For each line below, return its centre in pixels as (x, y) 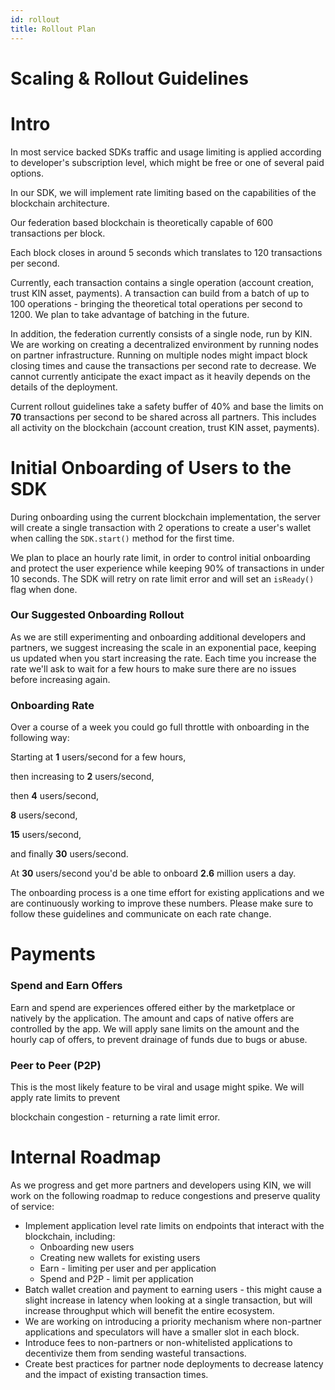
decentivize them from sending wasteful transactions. (135, 1353)
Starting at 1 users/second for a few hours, (98, 757)
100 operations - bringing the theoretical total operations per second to (156, 303)
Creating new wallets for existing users (120, 1257)
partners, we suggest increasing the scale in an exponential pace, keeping (163, 647)
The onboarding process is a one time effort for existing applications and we (167, 893)
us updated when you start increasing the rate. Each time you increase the (163, 658)
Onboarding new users (87, 1247)
